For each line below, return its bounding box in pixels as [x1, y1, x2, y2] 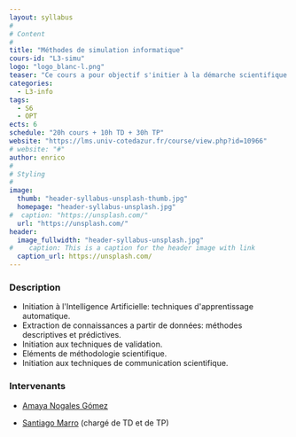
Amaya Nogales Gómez [21, 400, 109, 410]
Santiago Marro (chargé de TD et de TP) [21, 417, 170, 428]
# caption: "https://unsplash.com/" [9, 210, 149, 220]
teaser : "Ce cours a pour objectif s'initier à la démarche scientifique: [9, 71, 292, 80]
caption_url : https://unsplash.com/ [17, 252, 152, 261]
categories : [9, 79, 53, 88]
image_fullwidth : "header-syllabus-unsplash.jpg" [17, 236, 204, 245]
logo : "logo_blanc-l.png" [9, 63, 105, 72]
